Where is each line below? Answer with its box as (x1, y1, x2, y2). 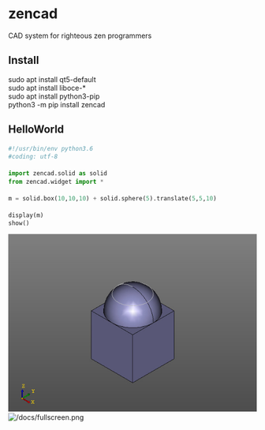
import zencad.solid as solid (8, 170, 108, 178)
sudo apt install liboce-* (8, 83, 87, 92)
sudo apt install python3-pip (8, 92, 100, 101)
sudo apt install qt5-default (8, 74, 96, 84)
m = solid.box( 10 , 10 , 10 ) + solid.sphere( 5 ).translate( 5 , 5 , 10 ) (8, 194, 217, 202)
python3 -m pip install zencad (8, 99, 106, 109)
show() (8, 219, 30, 227)
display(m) (8, 211, 44, 219)
